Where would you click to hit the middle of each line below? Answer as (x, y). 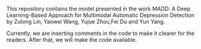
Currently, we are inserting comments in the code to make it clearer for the (100, 33)
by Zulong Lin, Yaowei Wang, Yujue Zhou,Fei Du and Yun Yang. (86, 21)
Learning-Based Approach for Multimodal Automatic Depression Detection (100, 15)
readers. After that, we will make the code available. (72, 40)
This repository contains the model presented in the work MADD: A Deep (99, 9)
